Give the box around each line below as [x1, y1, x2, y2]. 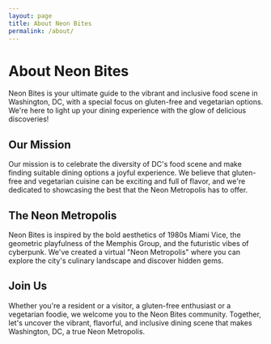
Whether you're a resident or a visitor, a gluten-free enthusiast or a [8, 300, 231, 310]
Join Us [8, 279, 48, 293]
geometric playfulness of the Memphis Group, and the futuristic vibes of [8, 238, 249, 248]
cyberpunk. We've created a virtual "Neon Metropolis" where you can [8, 247, 241, 257]
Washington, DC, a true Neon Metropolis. [8, 326, 146, 336]
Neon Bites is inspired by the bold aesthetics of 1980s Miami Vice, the [8, 230, 241, 240]
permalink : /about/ [8, 27, 74, 35]
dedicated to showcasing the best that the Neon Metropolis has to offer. [8, 185, 248, 195]
